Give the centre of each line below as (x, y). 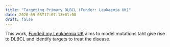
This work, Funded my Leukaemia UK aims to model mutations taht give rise (85, 34)
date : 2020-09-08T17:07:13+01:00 (41, 15)
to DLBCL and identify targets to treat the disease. (58, 39)
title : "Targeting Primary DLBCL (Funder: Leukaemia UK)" (68, 10)
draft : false (19, 19)
